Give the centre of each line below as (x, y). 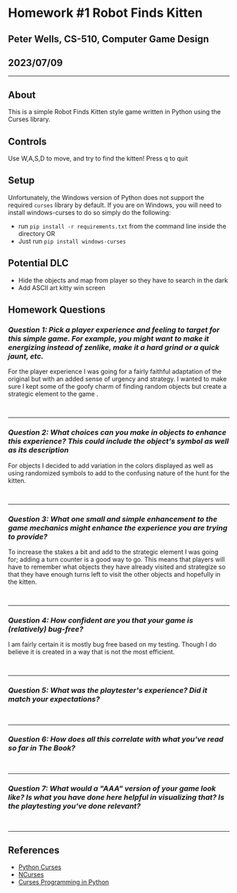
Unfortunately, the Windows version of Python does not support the (106, 197)
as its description (38, 450)
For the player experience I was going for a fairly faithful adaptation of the (115, 372)
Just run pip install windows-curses (72, 241)
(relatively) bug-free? (46, 629)
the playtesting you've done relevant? (75, 806)
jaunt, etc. (26, 356)
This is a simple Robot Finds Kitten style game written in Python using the (114, 112)
